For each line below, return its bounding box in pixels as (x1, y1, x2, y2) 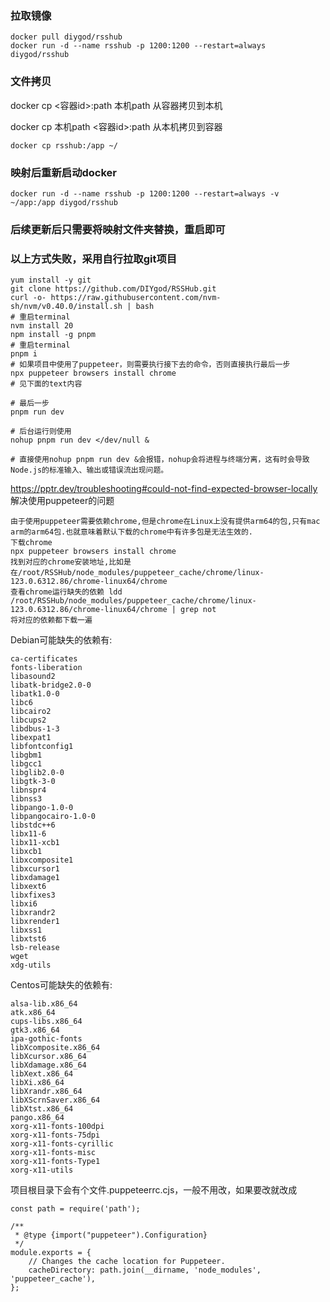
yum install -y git (10, 275, 92, 286)
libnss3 (10, 794, 43, 804)
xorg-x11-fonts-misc (10, 1148, 97, 1158)
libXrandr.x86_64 (10, 1087, 83, 1097)
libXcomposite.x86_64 (10, 1043, 101, 1053)
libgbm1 (10, 750, 43, 761)
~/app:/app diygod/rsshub (10, 197, 118, 207)
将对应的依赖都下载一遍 (10, 615, 93, 626)
